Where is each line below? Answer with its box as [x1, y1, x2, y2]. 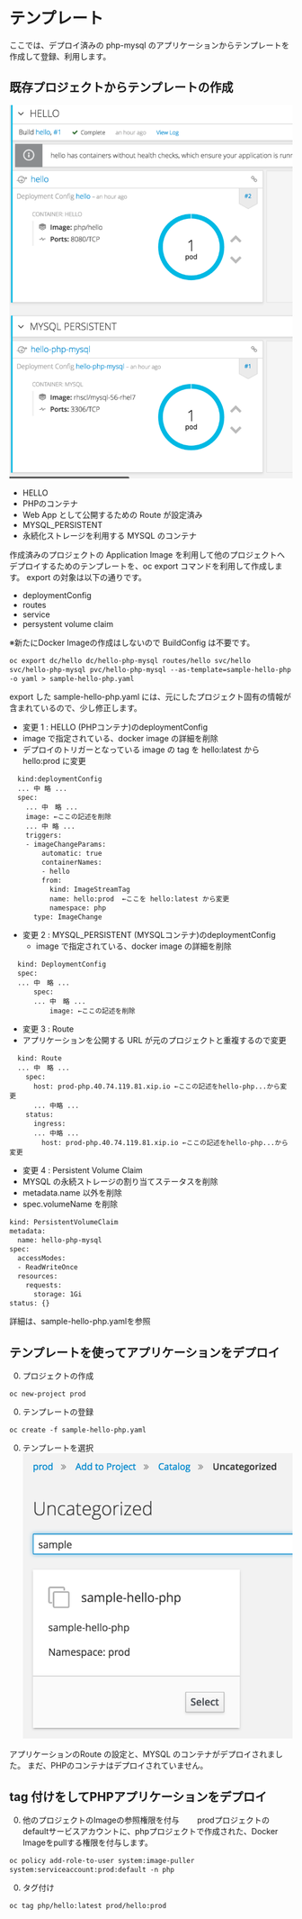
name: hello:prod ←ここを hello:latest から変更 [49, 895, 230, 904]
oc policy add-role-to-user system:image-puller [9, 1857, 195, 1866]
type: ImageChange [32, 913, 102, 922]
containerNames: [41, 858, 102, 868]
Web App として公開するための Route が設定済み [22, 510, 203, 521]
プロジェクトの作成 [22, 1370, 94, 1381]
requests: [25, 1281, 63, 1290]
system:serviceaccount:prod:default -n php [9, 1866, 175, 1875]
